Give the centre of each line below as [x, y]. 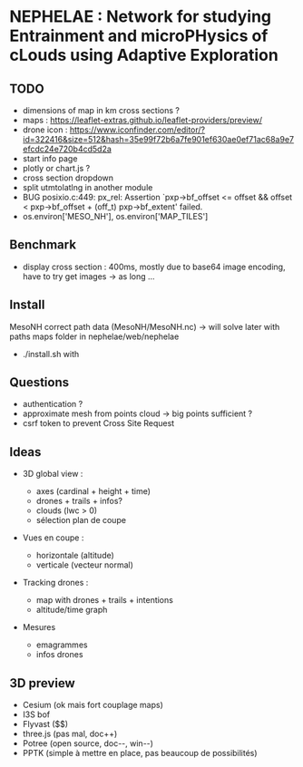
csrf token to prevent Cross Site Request [98, 423]
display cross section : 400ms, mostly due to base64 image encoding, [154, 267]
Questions [39, 383]
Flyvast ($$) [45, 724]
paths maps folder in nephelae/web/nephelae [94, 336]
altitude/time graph [72, 610]
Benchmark [43, 245]
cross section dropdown [68, 178]
